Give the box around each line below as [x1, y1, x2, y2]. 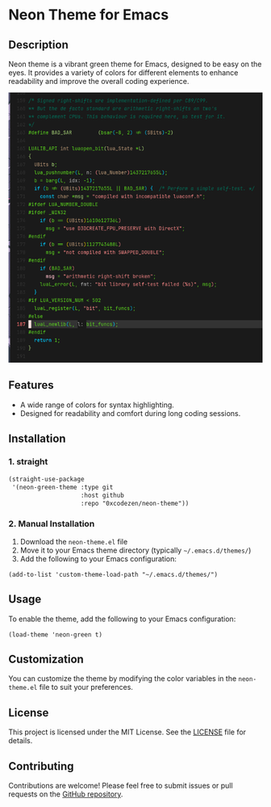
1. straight [8, 456, 48, 468]
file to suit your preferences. [39, 683, 133, 692]
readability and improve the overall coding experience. [8, 77, 190, 86]
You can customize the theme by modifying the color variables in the [8, 674, 237, 683]
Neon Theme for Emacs [8, 6, 169, 24]
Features [8, 378, 54, 393]
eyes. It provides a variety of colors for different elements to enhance [8, 68, 239, 78]
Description [8, 38, 69, 52]
